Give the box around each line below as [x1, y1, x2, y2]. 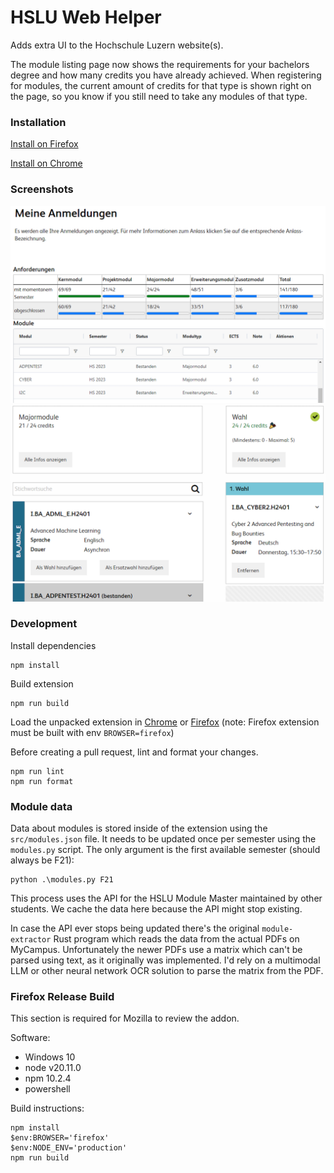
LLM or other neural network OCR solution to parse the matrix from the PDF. [10, 965, 324, 977]
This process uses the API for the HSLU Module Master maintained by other [10, 892, 323, 905]
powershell [24, 1083, 71, 1095]
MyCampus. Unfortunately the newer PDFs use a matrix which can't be [10, 944, 303, 956]
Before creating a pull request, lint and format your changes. [10, 746, 259, 758]
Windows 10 [24, 1051, 76, 1063]
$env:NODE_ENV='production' [10, 1143, 128, 1153]
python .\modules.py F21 [10, 875, 114, 885]
